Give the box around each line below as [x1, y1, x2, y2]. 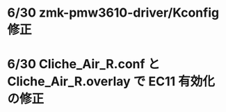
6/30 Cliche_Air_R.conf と [7, 56, 161, 72]
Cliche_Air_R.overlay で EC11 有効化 [7, 74, 216, 90]
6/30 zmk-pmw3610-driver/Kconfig [7, 5, 220, 21]
